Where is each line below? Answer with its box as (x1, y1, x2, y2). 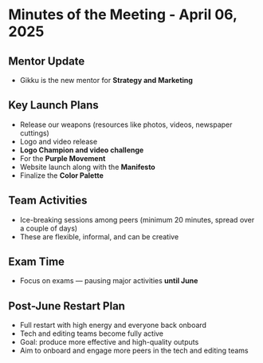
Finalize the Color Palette (19, 170, 104, 180)
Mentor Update (8, 54, 85, 68)
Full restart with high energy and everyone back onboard (19, 321, 207, 330)
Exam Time (8, 255, 65, 269)
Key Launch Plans (8, 98, 99, 112)
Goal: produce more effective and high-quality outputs (19, 337, 199, 347)
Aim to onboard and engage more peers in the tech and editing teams (19, 345, 249, 356)
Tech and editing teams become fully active (19, 329, 164, 338)
